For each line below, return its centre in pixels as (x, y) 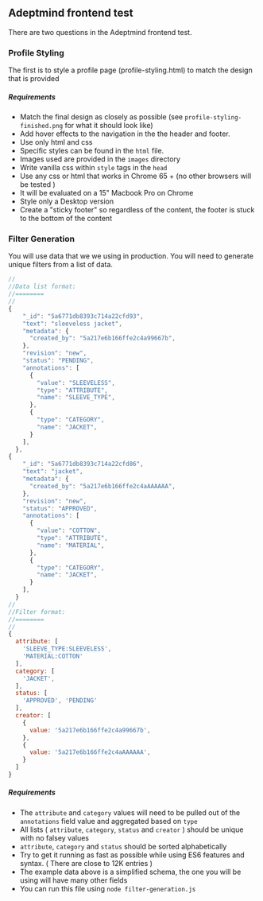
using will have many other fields (73, 880)
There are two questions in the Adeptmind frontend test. (100, 32)
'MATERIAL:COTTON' (53, 656)
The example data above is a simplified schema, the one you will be (130, 872)
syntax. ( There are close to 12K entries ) (86, 863)
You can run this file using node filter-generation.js (108, 888)
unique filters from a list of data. (61, 265)
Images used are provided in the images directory (100, 159)
